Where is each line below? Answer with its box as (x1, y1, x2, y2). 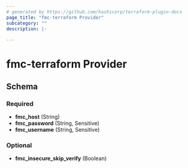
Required (6, 99, 34, 108)
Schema (6, 81, 38, 91)
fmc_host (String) (15, 113, 60, 120)
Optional (6, 141, 32, 149)
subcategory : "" (6, 20, 47, 26)
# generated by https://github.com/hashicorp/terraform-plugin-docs (6, 8, 183, 15)
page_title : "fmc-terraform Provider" (6, 15, 104, 21)
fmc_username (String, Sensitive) (15, 126, 100, 133)
